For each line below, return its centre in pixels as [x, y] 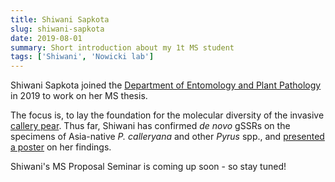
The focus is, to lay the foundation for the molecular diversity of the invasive [167, 115]
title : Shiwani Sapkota [60, 19]
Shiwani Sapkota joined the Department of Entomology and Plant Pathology [166, 85]
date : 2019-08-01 [46, 38]
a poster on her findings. [61, 147]
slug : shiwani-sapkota [57, 29]
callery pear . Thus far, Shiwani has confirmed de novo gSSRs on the [150, 126]
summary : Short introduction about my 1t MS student [122, 47]
